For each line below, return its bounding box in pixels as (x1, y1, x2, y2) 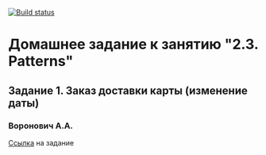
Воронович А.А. (8, 120, 74, 131)
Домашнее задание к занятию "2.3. (8, 36, 259, 53)
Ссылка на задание (8, 138, 74, 147)
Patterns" (8, 52, 74, 71)
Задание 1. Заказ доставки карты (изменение (8, 83, 248, 97)
